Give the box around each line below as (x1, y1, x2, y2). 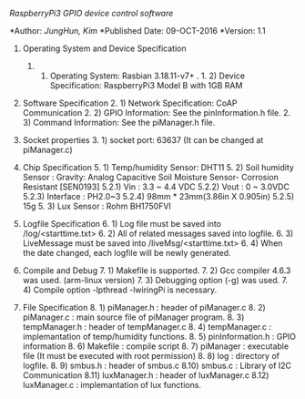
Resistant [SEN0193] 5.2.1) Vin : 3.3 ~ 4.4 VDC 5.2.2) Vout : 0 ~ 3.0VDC (22, 181, 290, 192)
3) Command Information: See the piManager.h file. (22, 118, 216, 128)
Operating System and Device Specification (22, 43, 187, 54)
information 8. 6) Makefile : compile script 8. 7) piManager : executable (22, 341, 290, 352)
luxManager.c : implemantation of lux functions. (22, 380, 202, 390)
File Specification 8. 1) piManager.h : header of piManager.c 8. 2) (22, 302, 266, 312)
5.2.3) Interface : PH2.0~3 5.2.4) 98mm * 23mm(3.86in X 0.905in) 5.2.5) (22, 191, 295, 201)
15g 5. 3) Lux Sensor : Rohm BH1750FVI (22, 200, 171, 211)
